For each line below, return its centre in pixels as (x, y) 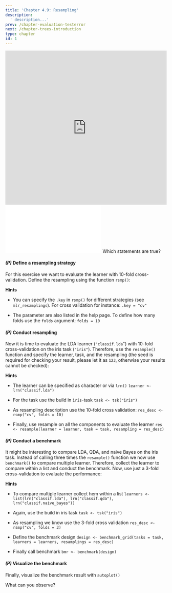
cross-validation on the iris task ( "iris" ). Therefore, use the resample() (81, 349)
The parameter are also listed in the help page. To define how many (84, 315)
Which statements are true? (132, 251)
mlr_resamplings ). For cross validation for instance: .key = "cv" (80, 305)
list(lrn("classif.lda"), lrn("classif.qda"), (63, 499)
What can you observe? (30, 585)
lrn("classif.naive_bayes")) (44, 503)
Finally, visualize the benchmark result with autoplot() (63, 575)
